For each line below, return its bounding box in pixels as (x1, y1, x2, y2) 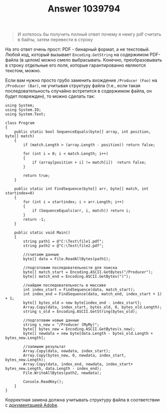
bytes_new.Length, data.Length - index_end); (5, 366, 101, 371)
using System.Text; (5, 112, 46, 117)
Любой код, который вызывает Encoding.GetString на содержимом (5, 52, 149, 58)
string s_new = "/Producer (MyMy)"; (23, 322, 99, 327)
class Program (5, 121, 35, 126)
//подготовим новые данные (23, 318, 79, 323)
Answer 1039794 (47, 3, 120, 15)
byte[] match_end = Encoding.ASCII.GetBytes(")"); (23, 274, 131, 279)
